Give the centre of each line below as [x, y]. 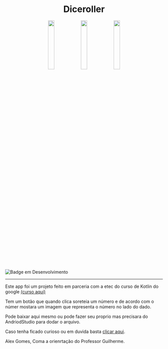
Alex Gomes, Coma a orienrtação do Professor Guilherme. [65, 341]
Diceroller [84, 9]
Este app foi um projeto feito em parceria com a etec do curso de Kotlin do [82, 286]
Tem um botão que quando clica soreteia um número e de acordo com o [79, 301]
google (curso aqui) [25, 291]
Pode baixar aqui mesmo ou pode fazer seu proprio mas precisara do [77, 316]
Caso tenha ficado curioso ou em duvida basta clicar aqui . [65, 331]
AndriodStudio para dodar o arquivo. [43, 321]
